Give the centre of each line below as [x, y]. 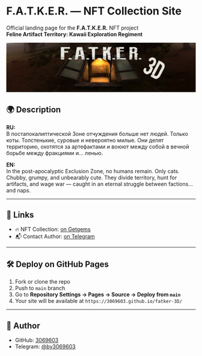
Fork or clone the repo [42, 282]
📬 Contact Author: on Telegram [55, 237]
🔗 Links [20, 215]
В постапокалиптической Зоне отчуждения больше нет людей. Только [97, 133]
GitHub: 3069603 [37, 340]
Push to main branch [40, 288]
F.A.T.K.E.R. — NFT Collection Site [94, 11]
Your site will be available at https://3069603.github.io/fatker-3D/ [98, 301]
